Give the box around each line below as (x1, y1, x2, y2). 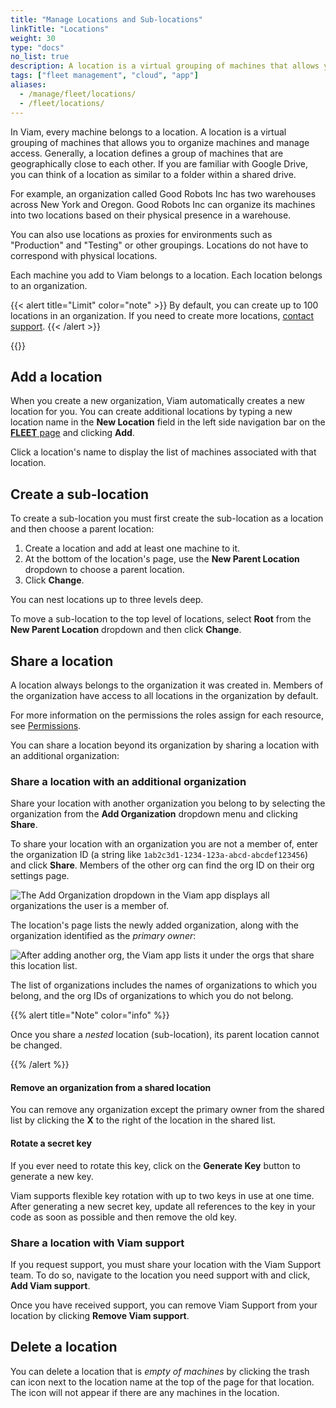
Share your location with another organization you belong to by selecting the (10, 797, 326, 810)
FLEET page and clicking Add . (10, 427, 135, 439)
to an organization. (10, 279, 88, 291)
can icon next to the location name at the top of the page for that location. (10, 1376, 315, 1388)
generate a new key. (10, 1170, 94, 1182)
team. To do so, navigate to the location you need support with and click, (10, 1269, 311, 1281)
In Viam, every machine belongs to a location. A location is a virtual (10, 126, 287, 138)
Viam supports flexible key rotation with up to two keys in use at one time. (10, 1189, 315, 1201)
